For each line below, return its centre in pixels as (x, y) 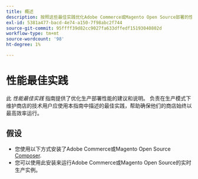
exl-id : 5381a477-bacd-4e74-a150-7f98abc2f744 (64, 22)
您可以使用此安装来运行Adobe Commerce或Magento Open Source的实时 (103, 162)
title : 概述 (20, 12)
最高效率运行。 (24, 113)
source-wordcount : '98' (35, 39)
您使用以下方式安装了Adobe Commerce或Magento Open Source (93, 149)
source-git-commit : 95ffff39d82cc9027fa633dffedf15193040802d (84, 28)
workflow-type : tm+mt (33, 34)
